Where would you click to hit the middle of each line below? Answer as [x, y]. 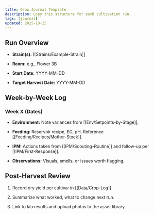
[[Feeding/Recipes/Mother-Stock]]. [47, 137]
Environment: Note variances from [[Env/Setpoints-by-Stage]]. [75, 122]
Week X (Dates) [24, 112]
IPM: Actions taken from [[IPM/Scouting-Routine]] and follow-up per [80, 146]
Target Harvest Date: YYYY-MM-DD [49, 82]
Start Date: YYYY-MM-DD [38, 73]
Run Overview [27, 42]
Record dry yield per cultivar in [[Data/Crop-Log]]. [62, 188]
